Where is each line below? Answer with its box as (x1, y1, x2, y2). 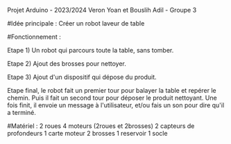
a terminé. (7, 109, 37, 116)
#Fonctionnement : (7, 33, 61, 41)
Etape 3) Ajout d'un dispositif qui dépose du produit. (7, 73, 157, 81)
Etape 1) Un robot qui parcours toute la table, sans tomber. (7, 46, 174, 54)
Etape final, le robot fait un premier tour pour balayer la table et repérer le (7, 87, 216, 94)
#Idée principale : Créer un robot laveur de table (7, 19, 145, 27)
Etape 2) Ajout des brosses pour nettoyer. (7, 60, 126, 68)
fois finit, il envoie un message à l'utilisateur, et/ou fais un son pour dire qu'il (7, 101, 225, 109)
